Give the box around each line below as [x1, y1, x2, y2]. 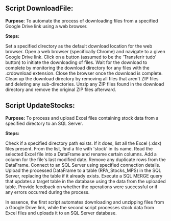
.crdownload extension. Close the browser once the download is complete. [5, 70, 163, 76]
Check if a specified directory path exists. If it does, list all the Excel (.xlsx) [5, 140, 162, 146]
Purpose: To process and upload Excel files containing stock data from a [5, 115, 159, 121]
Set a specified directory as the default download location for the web [5, 43, 152, 49]
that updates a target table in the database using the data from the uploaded [5, 178, 166, 184]
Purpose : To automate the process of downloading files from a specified [5, 17, 158, 24]
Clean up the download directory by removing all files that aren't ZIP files [5, 75, 159, 81]
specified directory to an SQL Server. [5, 120, 83, 126]
